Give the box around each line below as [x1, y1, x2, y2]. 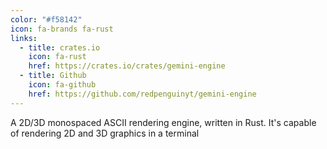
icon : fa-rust [28, 52, 87, 62]
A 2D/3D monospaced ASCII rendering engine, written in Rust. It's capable [10, 116, 317, 128]
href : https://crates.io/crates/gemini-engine [28, 61, 226, 71]
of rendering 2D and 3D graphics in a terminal [10, 127, 200, 139]
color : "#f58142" [10, 14, 83, 25]
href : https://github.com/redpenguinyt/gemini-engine [28, 89, 257, 99]
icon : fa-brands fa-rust [10, 24, 114, 34]
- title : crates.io [19, 42, 101, 53]
